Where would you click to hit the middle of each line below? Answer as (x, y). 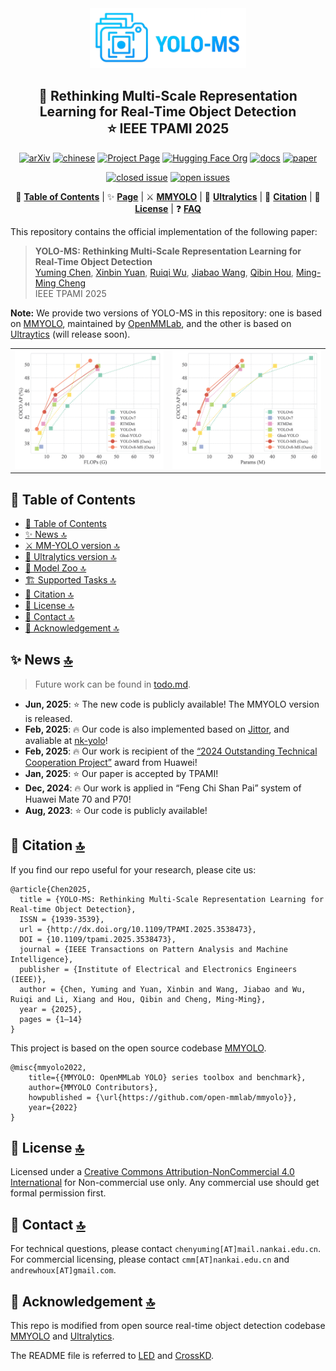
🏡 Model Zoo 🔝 (55, 568)
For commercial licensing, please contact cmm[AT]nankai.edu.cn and (150, 1259)
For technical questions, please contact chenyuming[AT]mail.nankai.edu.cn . (166, 1249)
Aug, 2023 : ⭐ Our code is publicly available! (116, 810)
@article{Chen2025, (51, 889)
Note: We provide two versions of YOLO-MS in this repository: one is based (166, 313)
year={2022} (53, 1107)
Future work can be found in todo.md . (113, 684)
